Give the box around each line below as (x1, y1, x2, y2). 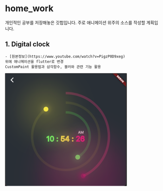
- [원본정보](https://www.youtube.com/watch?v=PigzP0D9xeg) (5, 54, 126, 59)
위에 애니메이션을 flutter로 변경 (5, 59, 64, 64)
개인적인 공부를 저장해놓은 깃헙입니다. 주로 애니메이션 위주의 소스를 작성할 (5, 19, 145, 25)
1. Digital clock (5, 40, 50, 49)
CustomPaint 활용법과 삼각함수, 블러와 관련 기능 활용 (5, 64, 101, 69)
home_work (5, 3, 54, 14)
